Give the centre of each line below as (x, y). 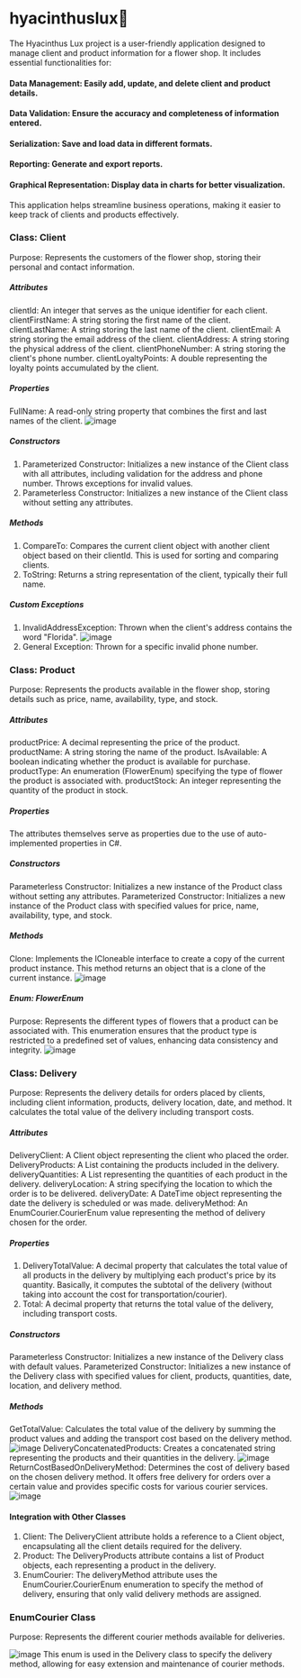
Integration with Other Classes (68, 1517)
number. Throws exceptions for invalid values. (107, 483)
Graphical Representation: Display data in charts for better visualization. (147, 185)
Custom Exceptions (47, 605)
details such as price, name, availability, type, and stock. (114, 698)
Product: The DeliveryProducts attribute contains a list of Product (143, 1556)
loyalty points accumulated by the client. (84, 368)
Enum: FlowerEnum (46, 999)
